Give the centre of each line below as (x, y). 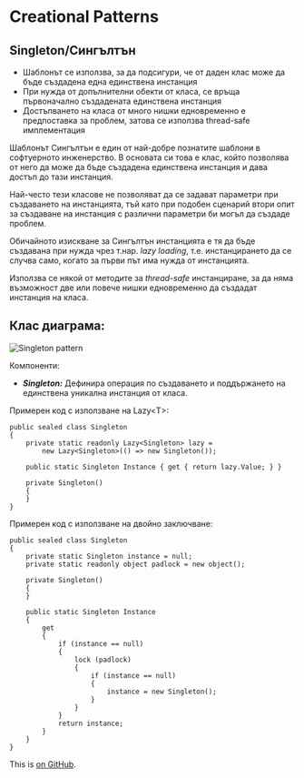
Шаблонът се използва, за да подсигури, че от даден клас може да (154, 72)
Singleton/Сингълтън (73, 51)
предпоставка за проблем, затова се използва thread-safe (136, 121)
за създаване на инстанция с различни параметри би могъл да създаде (150, 214)
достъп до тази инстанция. (61, 177)
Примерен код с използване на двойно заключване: (111, 523)
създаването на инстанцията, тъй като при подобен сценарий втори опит (152, 204)
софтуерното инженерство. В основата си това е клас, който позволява (149, 157)
